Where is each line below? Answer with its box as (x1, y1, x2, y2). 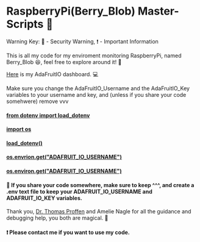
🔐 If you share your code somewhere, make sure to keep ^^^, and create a (6, 181, 195, 188)
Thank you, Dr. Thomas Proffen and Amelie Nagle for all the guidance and (6, 208, 191, 215)
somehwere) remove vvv (6, 98, 69, 105)
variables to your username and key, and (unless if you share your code (6, 91, 187, 98)
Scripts (6, 17, 44, 31)
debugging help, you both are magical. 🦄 (6, 215, 109, 222)
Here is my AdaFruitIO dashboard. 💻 (6, 70, 99, 77)
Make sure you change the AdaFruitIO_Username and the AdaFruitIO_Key (6, 84, 190, 92)
